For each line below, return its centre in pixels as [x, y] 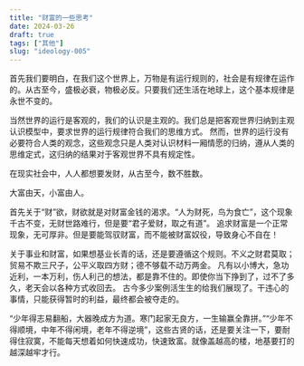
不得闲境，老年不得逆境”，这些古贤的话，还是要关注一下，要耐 [174, 330]
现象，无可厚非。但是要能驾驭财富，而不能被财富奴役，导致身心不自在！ [144, 235]
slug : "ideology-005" [50, 52]
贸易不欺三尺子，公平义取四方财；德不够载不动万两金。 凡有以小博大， [141, 265]
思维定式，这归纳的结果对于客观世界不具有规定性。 [104, 154]
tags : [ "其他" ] [37, 43]
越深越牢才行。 [37, 352]
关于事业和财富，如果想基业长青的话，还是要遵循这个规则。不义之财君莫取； [152, 254]
